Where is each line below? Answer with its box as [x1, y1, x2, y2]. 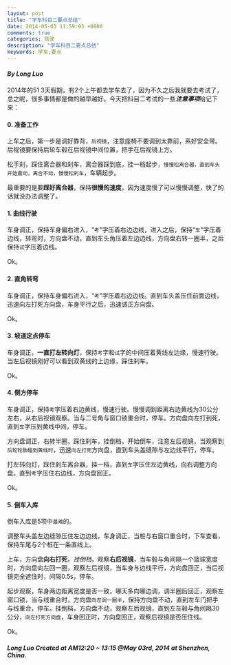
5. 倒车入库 [7, 500, 38, 509]
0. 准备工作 [7, 120, 39, 128]
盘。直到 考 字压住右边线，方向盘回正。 [7, 469, 115, 478]
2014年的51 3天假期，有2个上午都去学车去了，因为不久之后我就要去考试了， [7, 86, 223, 94]
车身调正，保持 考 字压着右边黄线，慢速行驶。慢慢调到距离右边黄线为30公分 [7, 405, 219, 413]
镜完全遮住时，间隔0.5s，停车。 [7, 573, 98, 581]
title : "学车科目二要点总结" [7, 17, 81, 23]
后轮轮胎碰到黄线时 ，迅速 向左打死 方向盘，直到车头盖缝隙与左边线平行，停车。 [7, 446, 219, 454]
